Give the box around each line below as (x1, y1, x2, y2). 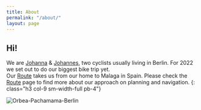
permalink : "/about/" (6, 15, 62, 21)
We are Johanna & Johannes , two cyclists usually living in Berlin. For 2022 (6, 59, 194, 67)
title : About (6, 9, 40, 15)
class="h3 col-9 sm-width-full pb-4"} (6, 85, 101, 92)
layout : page (6, 20, 40, 26)
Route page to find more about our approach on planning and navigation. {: (6, 79, 196, 86)
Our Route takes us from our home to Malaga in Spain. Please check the (6, 72, 188, 79)
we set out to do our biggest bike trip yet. (6, 65, 111, 73)
